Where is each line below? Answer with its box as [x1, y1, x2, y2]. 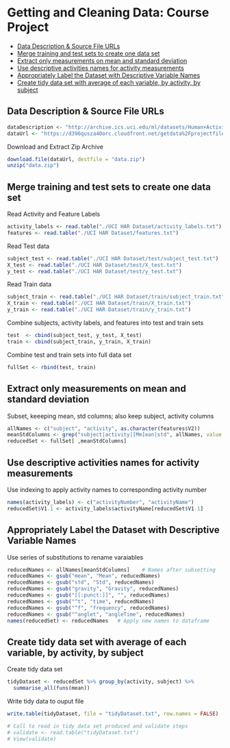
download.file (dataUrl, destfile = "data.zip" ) [7, 155, 146, 162]
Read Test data [7, 242, 50, 250]
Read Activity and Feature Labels [7, 210, 101, 219]
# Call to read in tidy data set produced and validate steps [7, 723, 188, 730]
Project [7, 19, 49, 35]
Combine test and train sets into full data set [7, 351, 132, 359]
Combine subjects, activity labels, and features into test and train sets [7, 319, 204, 327]
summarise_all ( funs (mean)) [13, 685, 90, 692]
